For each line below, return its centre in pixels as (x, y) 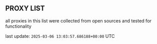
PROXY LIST (25, 8)
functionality (18, 26)
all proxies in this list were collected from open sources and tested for (78, 20)
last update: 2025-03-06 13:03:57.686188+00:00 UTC (60, 36)
